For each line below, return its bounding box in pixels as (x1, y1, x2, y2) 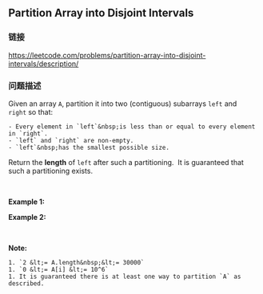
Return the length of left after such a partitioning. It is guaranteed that (8, 157, 244, 167)
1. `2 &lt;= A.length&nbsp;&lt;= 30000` (8, 258, 145, 266)
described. (8, 279, 45, 288)
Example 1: (8, 197, 46, 206)
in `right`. (8, 129, 48, 138)
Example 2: (8, 212, 46, 221)
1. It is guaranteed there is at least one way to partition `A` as (8, 272, 241, 280)
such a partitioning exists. (8, 166, 94, 175)
